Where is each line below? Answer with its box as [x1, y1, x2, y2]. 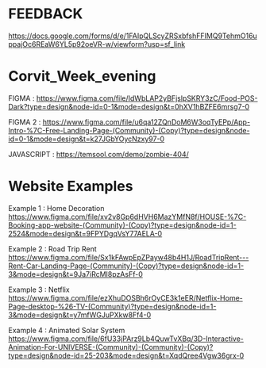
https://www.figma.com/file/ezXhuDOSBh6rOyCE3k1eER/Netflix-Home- [8, 293, 244, 302]
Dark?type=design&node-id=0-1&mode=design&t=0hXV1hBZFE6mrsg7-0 [8, 102, 250, 111]
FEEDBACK [8, 5, 83, 23]
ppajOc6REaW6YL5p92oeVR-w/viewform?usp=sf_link [8, 39, 186, 48]
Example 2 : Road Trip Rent [8, 243, 97, 254]
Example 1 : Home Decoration [8, 203, 105, 213]
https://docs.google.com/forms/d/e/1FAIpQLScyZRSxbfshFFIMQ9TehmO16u [8, 31, 258, 40]
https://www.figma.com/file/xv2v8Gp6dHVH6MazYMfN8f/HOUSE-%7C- [8, 212, 247, 221]
